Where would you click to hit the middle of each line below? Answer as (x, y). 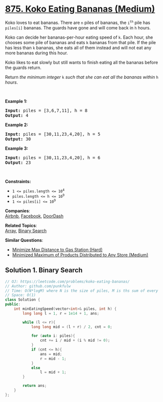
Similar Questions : (24, 240)
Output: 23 (18, 162)
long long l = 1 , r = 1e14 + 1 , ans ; (61, 313)
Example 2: (17, 125)
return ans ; (35, 386)
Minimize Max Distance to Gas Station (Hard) (57, 249)
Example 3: (17, 148)
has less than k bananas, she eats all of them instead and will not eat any (78, 47)
